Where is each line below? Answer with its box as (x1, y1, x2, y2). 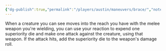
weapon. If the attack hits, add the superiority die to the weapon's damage (5, 36, 157, 42)
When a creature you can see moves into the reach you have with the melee (5, 20, 160, 26)
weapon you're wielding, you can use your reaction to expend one (5, 25, 140, 32)
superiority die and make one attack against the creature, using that (5, 31, 143, 36)
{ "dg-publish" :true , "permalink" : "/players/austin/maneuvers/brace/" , (5, 7, 152, 12)
